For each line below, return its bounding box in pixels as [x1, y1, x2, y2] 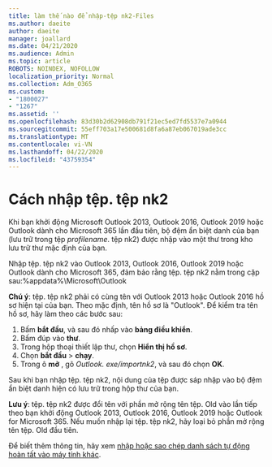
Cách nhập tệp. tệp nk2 [8, 190, 169, 209]
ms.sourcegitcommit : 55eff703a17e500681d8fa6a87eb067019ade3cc [8, 125, 227, 133]
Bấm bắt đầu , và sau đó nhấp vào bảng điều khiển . [19, 325, 193, 335]
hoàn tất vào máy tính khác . [8, 450, 101, 460]
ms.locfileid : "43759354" [8, 155, 96, 163]
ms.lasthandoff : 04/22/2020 [8, 148, 104, 156]
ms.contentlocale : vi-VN [8, 140, 93, 149]
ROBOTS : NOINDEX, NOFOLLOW [8, 65, 100, 73]
